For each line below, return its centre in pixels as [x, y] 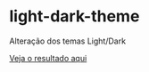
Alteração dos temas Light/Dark [68, 41]
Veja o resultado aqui [48, 58]
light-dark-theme [74, 16]
